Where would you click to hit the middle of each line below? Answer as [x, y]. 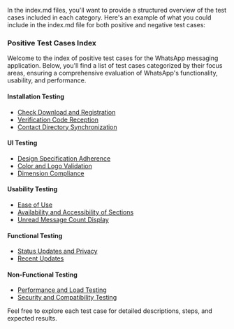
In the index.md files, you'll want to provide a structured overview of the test [117, 10]
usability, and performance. [47, 80]
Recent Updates [41, 258]
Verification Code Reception [58, 119]
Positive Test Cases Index [52, 43]
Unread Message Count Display [63, 219]
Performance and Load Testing [62, 290]
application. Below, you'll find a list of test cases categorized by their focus [115, 66]
